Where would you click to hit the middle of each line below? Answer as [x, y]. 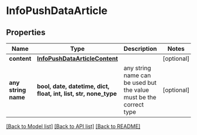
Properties [26, 32]
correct [134, 105]
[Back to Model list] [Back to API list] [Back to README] [73, 126]
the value [136, 90]
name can [137, 75]
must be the [140, 97]
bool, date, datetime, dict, [73, 86]
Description [140, 49]
